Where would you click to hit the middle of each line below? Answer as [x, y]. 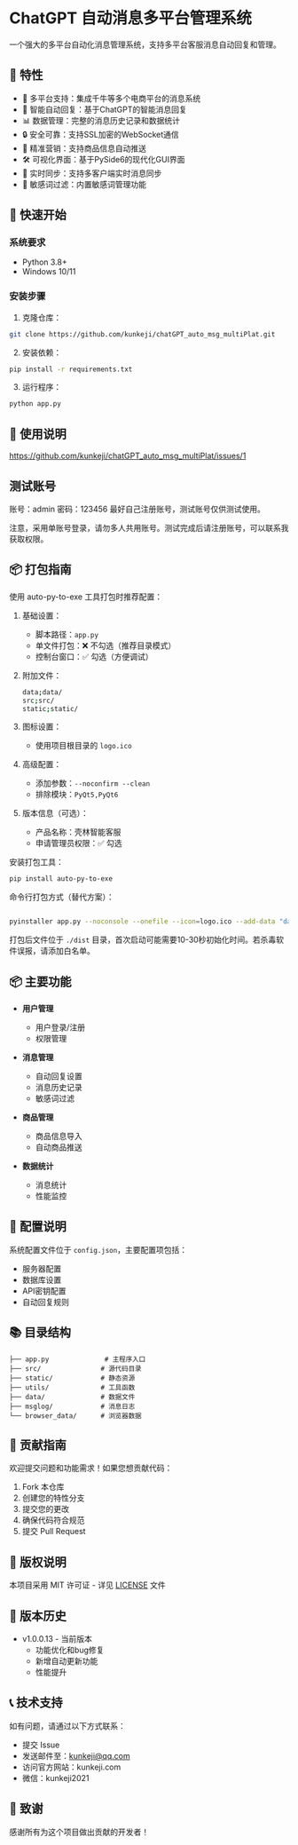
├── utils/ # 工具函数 [72, 1387]
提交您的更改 [45, 1509]
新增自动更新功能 [67, 1661]
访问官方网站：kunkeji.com [71, 1767]
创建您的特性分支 [53, 1498]
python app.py [35, 404]
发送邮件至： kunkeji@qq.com [76, 1755]
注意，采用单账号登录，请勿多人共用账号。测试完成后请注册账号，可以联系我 [149, 527]
